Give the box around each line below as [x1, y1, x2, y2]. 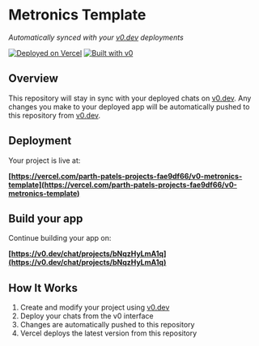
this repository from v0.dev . [8, 110, 101, 120]
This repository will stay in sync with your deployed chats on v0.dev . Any [8, 93, 252, 103]
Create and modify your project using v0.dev [19, 302, 170, 313]
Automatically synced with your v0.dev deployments [8, 32, 184, 42]
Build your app [8, 211, 83, 225]
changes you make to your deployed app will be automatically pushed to [8, 101, 250, 111]
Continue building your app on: [8, 233, 112, 243]
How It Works [8, 281, 79, 295]
